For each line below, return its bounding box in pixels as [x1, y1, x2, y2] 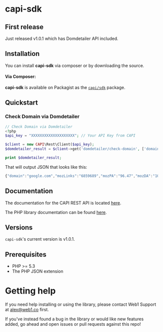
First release [5, 23, 44, 31]
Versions [5, 224, 33, 232]
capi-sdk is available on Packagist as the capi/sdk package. [5, 85, 126, 90]
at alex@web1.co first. [5, 307, 49, 313]
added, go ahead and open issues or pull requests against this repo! [5, 321, 141, 327]
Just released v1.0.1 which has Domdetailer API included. [5, 35, 119, 41]
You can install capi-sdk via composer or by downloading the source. [5, 62, 145, 69]
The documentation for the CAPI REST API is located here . [5, 200, 121, 206]
